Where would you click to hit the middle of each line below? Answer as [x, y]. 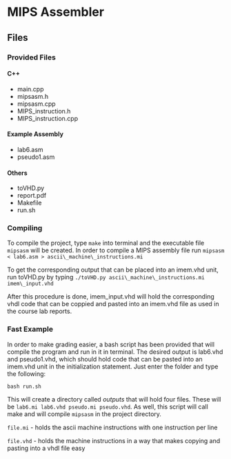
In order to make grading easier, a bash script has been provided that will [111, 344]
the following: [27, 373]
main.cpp [30, 89]
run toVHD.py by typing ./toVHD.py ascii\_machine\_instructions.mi [106, 277]
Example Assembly [36, 134]
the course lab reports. [40, 311]
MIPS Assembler [56, 12]
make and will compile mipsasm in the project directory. [84, 414]
